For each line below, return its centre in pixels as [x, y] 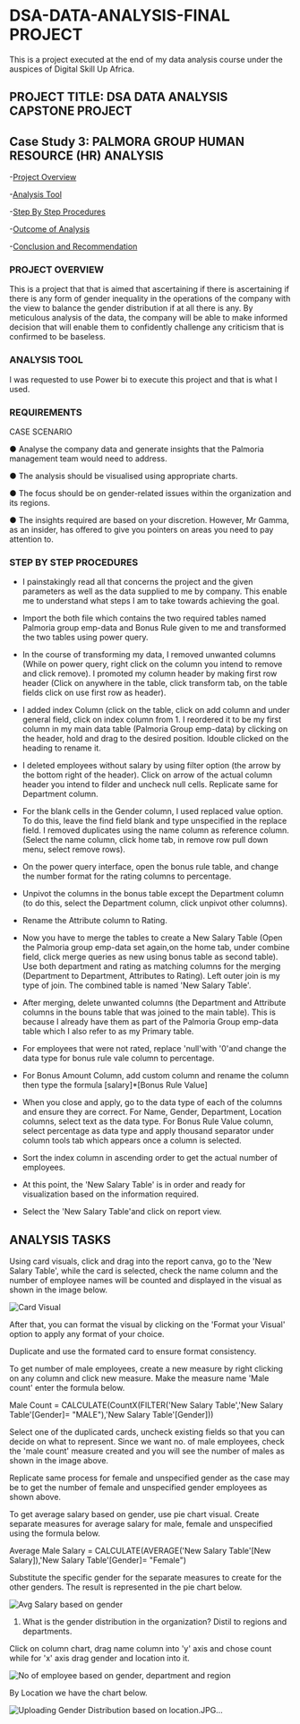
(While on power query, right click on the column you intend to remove [152, 665]
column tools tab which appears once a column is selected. [132, 1141]
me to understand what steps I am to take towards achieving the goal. [151, 601]
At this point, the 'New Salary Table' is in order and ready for [134, 1185]
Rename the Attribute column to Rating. [94, 921]
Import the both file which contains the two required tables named [144, 618]
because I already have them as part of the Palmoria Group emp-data [150, 1022]
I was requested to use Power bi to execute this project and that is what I [143, 379]
